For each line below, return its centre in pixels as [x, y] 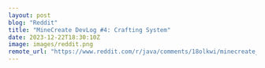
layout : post [30, 15]
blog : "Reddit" [33, 23]
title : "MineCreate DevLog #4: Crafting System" [90, 30]
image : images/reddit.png [50, 45]
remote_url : [28, 52]
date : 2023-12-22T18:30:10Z [54, 37]
